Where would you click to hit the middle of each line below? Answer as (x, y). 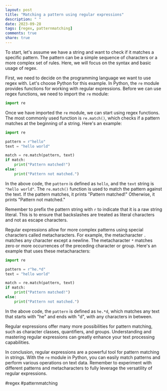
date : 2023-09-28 (23, 24)
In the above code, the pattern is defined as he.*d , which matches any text (82, 311)
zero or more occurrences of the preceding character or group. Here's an (81, 245)
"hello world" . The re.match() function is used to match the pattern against (84, 189)
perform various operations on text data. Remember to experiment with (78, 362)
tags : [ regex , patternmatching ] (39, 29)
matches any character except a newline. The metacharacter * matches (79, 240)
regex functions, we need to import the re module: (57, 94)
